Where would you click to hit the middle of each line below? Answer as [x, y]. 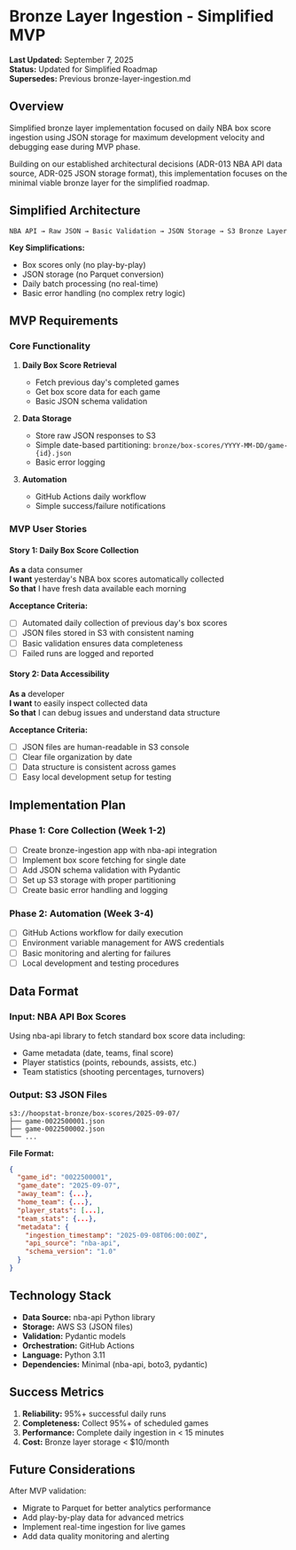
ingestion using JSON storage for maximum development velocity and [137, 137]
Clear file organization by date [77, 756]
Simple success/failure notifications [101, 506]
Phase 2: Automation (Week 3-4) [82, 913]
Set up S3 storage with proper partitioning [99, 880]
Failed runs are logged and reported [88, 653]
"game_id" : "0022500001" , [65, 1178]
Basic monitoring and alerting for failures [96, 953]
